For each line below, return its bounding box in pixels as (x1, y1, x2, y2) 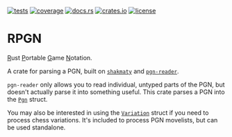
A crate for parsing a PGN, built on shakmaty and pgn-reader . (7, 66, 179, 75)
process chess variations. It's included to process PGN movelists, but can (7, 116, 218, 124)
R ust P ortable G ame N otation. (7, 53, 92, 62)
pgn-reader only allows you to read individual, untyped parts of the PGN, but (7, 80, 225, 89)
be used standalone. (7, 123, 66, 131)
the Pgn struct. (7, 95, 48, 103)
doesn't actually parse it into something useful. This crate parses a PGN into (7, 87, 225, 96)
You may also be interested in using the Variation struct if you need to (7, 108, 209, 117)
